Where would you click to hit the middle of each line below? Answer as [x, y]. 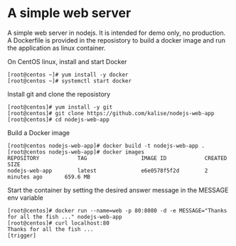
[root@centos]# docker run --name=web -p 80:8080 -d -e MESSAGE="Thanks [117, 210]
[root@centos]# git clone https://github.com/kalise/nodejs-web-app [111, 113]
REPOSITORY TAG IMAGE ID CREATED [117, 158]
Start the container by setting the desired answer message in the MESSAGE [118, 190]
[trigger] [22, 235]
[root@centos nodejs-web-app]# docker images [76, 152]
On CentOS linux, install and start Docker [67, 61]
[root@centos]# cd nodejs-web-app [59, 119]
